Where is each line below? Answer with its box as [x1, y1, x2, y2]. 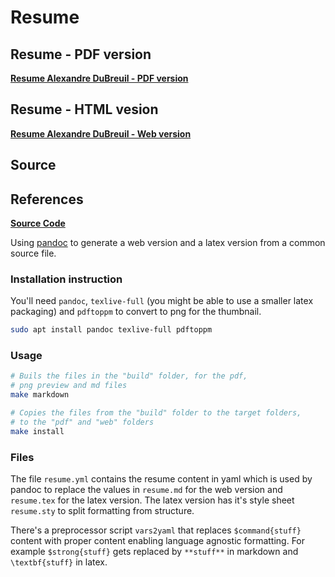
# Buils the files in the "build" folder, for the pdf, [10, 371, 248, 381]
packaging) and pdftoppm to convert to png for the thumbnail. [10, 306, 262, 318]
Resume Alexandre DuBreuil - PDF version [10, 72, 189, 84]
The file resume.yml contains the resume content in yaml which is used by [10, 473, 313, 485]
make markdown [10, 390, 70, 400]
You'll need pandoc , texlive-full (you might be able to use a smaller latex [10, 295, 314, 307]
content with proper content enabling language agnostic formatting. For [10, 535, 306, 547]
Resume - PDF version [10, 46, 152, 63]
